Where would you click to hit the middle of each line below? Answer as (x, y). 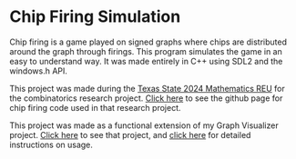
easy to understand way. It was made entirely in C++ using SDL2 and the (146, 61)
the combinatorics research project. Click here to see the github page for (146, 98)
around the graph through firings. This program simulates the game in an (146, 51)
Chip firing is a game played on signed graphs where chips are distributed (148, 42)
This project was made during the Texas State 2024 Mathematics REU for (147, 88)
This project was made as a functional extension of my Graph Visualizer (144, 125)
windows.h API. (39, 71)
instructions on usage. (51, 144)
